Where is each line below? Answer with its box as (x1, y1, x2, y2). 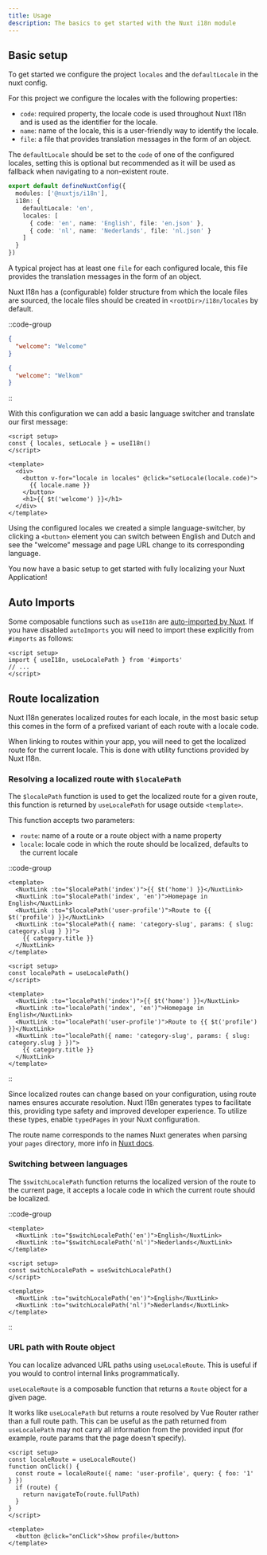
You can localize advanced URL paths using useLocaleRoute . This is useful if (8, 1360, 257, 1369)
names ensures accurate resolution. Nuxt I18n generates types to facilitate (8, 1098, 252, 1107)
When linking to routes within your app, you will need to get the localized (8, 736, 246, 746)
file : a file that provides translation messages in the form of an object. (19, 135, 252, 144)
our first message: (8, 417, 68, 427)
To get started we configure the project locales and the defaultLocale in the (8, 69, 258, 80)
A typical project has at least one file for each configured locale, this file (8, 264, 248, 273)
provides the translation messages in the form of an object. (8, 272, 202, 281)
